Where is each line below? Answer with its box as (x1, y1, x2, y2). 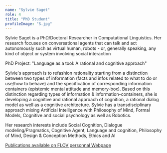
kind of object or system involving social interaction (5, 51, 111, 57)
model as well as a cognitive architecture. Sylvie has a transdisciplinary (5, 102, 152, 108)
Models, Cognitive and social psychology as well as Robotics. (5, 113, 132, 119)
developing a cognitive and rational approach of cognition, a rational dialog (5, 97, 159, 103)
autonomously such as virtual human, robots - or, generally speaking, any (5, 45, 157, 51)
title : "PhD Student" (5, 16, 50, 21)
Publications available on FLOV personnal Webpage (5, 143, 111, 149)
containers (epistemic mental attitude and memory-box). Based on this (5, 86, 151, 92)
